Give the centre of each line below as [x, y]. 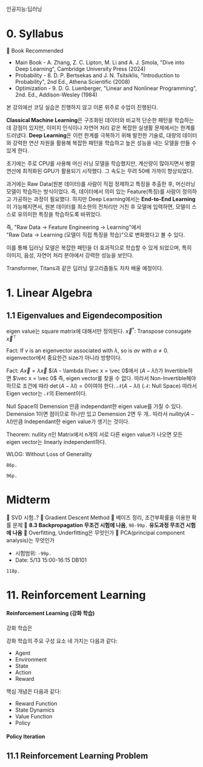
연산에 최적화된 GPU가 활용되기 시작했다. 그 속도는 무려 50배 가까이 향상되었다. [100, 171]
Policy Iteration [26, 737]
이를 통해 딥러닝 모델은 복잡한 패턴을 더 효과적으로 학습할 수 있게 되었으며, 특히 [99, 247]
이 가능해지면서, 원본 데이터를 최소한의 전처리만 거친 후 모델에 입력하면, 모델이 [98, 206]
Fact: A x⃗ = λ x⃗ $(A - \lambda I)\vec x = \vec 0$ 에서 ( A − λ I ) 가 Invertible [97, 371]
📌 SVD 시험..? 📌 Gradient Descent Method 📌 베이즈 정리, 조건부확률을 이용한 [98, 517]
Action [23, 672]
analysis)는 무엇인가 [30, 540]
